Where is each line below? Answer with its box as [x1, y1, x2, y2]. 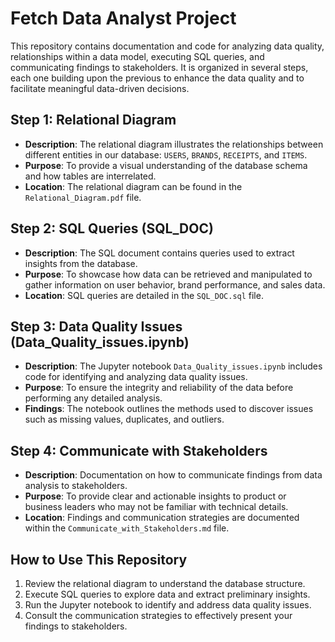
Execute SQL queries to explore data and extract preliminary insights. [24, 588, 311, 600]
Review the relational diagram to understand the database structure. [24, 578, 306, 589]
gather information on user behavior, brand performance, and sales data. [24, 278, 326, 291]
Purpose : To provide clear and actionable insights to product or [24, 490, 287, 502]
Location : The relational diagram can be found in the [24, 180, 243, 192]
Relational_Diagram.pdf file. [24, 191, 142, 203]
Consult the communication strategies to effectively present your [24, 610, 293, 621]
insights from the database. [24, 257, 138, 269]
